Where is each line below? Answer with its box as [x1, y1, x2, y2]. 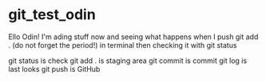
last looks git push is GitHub [8, 64, 101, 73]
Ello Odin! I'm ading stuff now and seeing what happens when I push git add [8, 32, 259, 41]
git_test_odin [8, 6, 96, 24]
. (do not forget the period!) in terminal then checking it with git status [8, 40, 237, 49]
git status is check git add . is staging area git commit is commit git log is [8, 56, 248, 65]
